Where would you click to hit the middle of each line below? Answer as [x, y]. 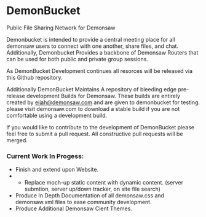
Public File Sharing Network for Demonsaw [61, 28]
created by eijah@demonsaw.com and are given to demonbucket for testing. [103, 102]
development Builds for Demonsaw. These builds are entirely [103, 96]
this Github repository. [34, 77]
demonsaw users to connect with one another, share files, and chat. [92, 46]
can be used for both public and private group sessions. [77, 59]
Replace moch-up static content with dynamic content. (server [104, 183]
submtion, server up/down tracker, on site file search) [93, 189]
